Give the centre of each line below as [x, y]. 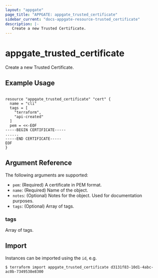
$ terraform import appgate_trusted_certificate [57, 267]
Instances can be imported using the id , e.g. [51, 258]
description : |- [22, 24]
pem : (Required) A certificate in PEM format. [57, 184]
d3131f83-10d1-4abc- [132, 267]
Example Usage [30, 83]
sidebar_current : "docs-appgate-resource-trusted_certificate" [73, 19]
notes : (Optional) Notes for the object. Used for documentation [77, 195]
